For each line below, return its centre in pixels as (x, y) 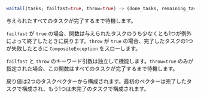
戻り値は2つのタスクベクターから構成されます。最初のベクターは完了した (97, 81)
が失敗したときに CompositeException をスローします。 (74, 48)
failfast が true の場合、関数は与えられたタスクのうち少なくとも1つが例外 (99, 33)
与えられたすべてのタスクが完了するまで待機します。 (71, 20)
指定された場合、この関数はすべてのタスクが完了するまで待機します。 (92, 68)
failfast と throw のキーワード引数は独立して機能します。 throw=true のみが (100, 61)
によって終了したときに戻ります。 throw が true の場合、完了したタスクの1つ (100, 41)
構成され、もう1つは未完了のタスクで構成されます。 (86, 88)
